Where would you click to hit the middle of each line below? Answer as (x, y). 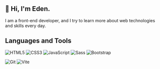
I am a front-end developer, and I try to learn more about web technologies (80, 20)
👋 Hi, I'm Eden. (28, 9)
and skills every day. (26, 26)
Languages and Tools (38, 41)
